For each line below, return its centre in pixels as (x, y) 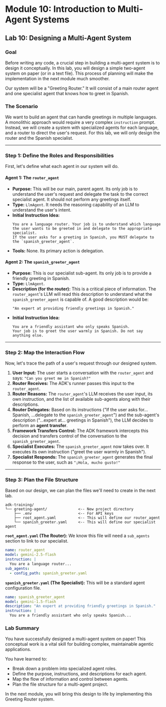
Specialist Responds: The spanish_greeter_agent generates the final (83, 457)
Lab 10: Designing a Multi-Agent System (68, 38)
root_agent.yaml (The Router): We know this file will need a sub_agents (77, 536)
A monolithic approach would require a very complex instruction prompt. (80, 122)
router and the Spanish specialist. (39, 138)
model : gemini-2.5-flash (31, 555)
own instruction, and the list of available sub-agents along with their (81, 399)
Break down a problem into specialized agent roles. (64, 669)
